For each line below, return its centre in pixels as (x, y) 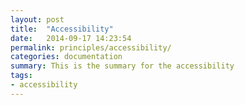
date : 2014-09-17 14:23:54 (71, 38)
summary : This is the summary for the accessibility (122, 66)
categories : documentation (66, 57)
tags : (21, 76)
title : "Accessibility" (62, 29)
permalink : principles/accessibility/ (91, 47)
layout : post (37, 19)
